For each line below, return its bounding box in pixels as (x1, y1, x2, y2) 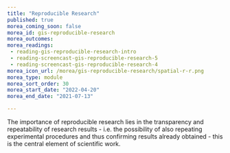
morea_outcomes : (7, 36, 54, 43)
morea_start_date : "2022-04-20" (7, 86, 100, 93)
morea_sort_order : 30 (7, 80, 69, 87)
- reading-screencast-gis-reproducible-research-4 (10, 61, 158, 68)
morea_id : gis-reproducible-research (7, 29, 115, 36)
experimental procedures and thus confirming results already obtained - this (7, 132, 223, 141)
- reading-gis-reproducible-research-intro (10, 49, 137, 56)
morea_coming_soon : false (7, 23, 81, 30)
